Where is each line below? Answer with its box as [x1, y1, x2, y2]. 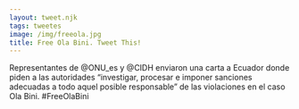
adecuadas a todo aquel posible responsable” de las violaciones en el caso [9, 81, 286, 92]
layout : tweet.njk [9, 13, 78, 22]
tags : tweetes [9, 21, 62, 30]
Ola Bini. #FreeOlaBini [9, 91, 89, 102]
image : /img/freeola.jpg [9, 29, 102, 38]
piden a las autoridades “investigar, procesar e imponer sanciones [9, 72, 253, 83]
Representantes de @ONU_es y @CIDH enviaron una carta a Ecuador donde [9, 63, 290, 73]
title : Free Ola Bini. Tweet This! [9, 38, 142, 47]
